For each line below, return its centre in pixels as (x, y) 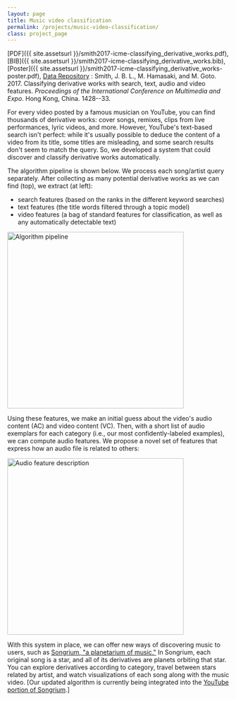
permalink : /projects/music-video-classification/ (83, 27)
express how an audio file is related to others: (73, 448)
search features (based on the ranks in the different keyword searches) (121, 200)
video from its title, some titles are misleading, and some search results (111, 143)
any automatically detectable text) (67, 222)
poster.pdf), (24, 76)
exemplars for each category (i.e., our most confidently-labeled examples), (116, 433)
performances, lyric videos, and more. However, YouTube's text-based (110, 127)
